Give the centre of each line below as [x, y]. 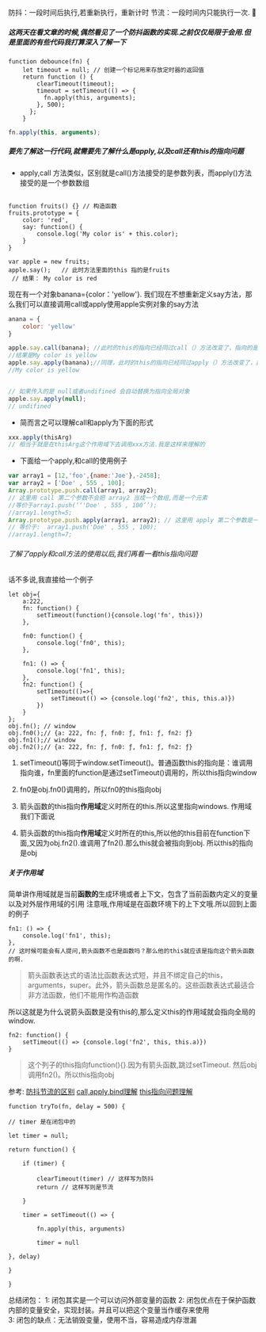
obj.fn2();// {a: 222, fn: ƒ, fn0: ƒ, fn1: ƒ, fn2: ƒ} [101, 747]
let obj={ [25, 595]
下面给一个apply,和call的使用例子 [74, 461]
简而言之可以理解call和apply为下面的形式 [86, 422]
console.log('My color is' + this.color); [108, 234]
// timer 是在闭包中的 [42, 1122]
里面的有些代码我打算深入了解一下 [70, 42]
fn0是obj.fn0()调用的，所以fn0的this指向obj [91, 790]
